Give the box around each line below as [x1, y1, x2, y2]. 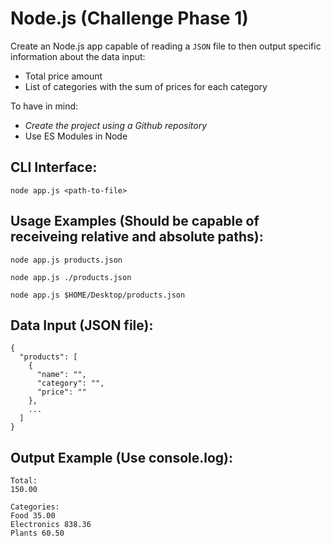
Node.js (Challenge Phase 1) [10, 7, 249, 30]
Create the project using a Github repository [24, 119, 208, 131]
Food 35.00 [10, 511, 56, 521]
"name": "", [36, 370, 87, 380]
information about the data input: [10, 50, 146, 62]
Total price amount [24, 70, 103, 82]
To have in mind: [10, 100, 79, 112]
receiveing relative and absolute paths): [10, 228, 264, 246]
